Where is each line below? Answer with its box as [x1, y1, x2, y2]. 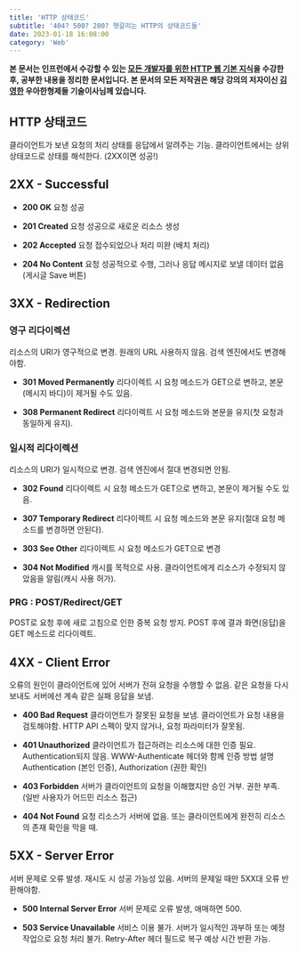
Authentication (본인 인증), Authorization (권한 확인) [21, 762, 207, 772]
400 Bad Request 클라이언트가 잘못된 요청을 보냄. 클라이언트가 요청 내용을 [21, 709, 285, 720]
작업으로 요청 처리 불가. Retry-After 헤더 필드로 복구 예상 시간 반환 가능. [21, 933, 271, 944]
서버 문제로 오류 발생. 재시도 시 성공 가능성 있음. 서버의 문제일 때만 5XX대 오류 [9, 873, 280, 884]
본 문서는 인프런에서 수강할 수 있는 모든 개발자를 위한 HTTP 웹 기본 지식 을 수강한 [9, 63, 285, 74]
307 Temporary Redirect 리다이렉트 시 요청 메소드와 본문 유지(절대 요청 [21, 513, 276, 524]
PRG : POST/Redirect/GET [9, 596, 123, 608]
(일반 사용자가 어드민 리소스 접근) [21, 792, 138, 802]
